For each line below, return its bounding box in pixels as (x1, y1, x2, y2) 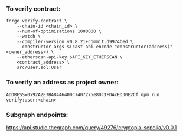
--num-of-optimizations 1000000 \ (17, 28, 102, 34)
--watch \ (17, 34, 41, 40)
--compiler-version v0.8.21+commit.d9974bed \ (17, 39, 133, 45)
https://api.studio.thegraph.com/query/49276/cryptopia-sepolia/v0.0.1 (6, 123, 177, 131)
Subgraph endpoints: (6, 110, 68, 119)
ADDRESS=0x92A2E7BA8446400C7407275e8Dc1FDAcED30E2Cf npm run (6, 92, 160, 97)
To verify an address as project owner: (6, 79, 119, 87)
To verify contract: (6, 5, 61, 13)
